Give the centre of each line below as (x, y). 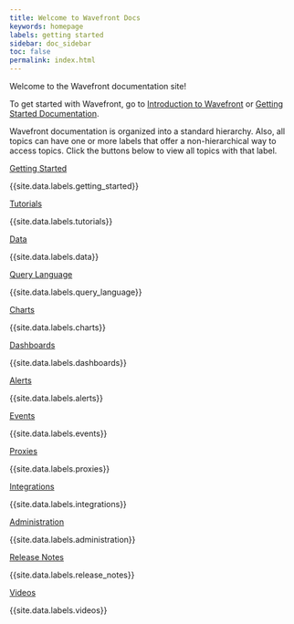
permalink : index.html (52, 60)
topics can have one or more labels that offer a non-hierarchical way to (143, 141)
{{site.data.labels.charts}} (58, 328)
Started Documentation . (54, 114)
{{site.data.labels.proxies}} (60, 469)
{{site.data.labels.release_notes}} (72, 575)
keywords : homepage (47, 26)
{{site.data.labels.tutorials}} (61, 221)
